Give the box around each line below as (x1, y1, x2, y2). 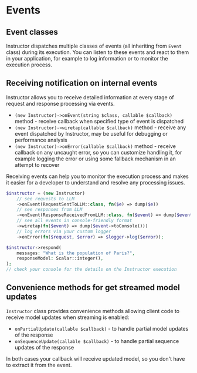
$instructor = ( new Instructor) (6, 190, 85, 196)
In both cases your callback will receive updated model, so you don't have (6, 355, 185, 362)
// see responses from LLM (16, 207, 83, 213)
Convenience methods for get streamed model (6, 283, 180, 293)
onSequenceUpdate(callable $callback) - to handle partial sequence (14, 337, 179, 344)
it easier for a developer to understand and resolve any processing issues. (6, 179, 186, 186)
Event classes (6, 27, 59, 37)
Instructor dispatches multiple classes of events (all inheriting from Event (6, 42, 182, 49)
